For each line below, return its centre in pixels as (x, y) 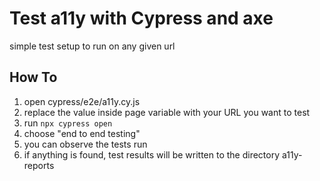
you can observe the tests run (85, 144)
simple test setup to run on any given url (92, 46)
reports (39, 165)
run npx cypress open (68, 123)
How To (33, 77)
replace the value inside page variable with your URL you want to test (167, 112)
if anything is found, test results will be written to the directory (152, 154)
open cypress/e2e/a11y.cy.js (82, 101)
